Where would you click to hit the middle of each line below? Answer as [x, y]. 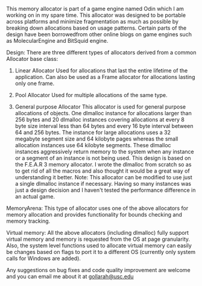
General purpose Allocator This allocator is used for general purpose [100, 107]
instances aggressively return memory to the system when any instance [104, 151]
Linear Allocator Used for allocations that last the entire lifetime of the [101, 71]
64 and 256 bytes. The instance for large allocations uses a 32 [93, 132]
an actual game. [35, 196]
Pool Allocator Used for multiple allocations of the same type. [91, 95]
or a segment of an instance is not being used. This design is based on [103, 158]
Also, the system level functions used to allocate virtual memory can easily [99, 246]
